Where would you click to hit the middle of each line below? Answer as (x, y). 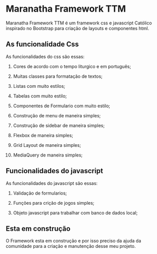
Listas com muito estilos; (39, 86)
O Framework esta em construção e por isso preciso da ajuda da (73, 241)
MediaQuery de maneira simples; (48, 155)
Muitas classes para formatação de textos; (58, 76)
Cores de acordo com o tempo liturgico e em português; (72, 66)
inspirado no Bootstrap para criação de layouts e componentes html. (77, 28)
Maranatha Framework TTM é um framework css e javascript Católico (79, 23)
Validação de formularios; (40, 193)
